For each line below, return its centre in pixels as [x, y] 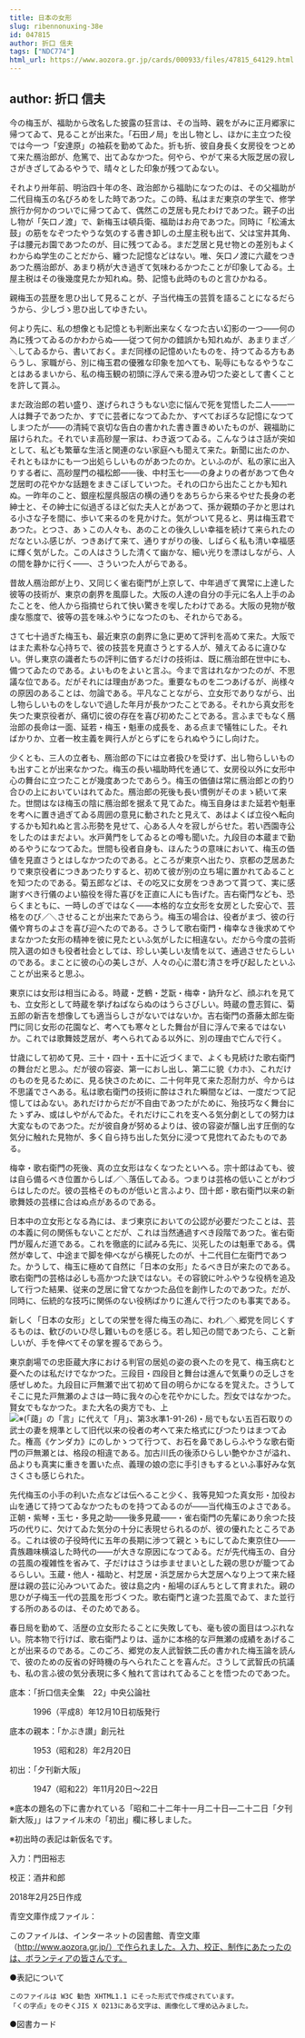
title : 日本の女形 [41, 18]
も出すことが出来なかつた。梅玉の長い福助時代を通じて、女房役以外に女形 [148, 769]
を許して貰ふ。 [37, 385]
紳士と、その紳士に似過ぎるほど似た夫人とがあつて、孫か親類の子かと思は [148, 506]
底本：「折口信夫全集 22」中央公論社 [80, 1692]
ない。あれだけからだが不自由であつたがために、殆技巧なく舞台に [172, 1103]
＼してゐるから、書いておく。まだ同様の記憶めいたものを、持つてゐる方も [148, 351]
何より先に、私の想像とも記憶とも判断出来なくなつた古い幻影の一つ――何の [152, 328]
